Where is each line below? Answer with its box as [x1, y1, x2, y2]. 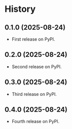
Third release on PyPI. [11, 91, 57, 97]
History [4, 3, 36, 15]
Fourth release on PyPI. [11, 119, 60, 125]
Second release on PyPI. [11, 63, 62, 70]
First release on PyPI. [11, 36, 55, 42]
